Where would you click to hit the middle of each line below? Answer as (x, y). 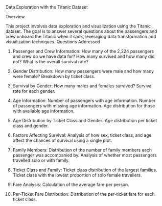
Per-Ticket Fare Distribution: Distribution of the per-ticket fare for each (83, 194)
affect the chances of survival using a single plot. (62, 140)
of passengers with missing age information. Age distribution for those (84, 106)
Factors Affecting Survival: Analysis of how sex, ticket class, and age (82, 135)
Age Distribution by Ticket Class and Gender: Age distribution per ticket (85, 120)
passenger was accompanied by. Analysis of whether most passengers (85, 155)
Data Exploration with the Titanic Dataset (47, 7)
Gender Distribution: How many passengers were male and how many (83, 71)
